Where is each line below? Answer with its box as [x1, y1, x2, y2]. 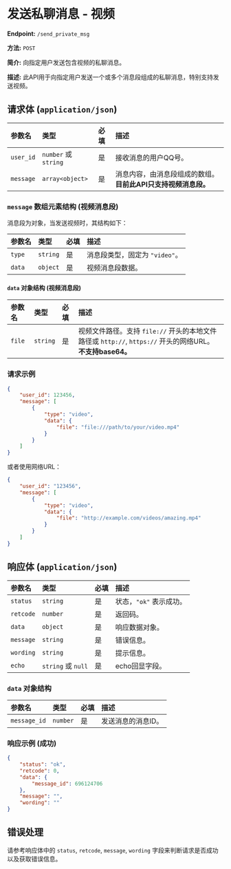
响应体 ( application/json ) [7, 561, 118, 573]
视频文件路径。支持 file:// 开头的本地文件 [78, 326, 217, 336]
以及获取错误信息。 [7, 855, 62, 863]
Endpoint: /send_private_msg [7, 29, 90, 38]
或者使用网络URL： [7, 462, 62, 471]
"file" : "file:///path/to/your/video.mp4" [56, 424, 180, 431]
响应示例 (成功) [7, 738, 57, 748]
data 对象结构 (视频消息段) [7, 283, 81, 292]
